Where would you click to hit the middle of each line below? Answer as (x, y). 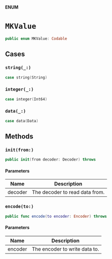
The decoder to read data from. (68, 192)
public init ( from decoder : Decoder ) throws (51, 160)
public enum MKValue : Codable (36, 39)
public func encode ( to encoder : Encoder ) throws (56, 216)
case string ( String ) (26, 77)
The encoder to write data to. (66, 249)
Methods (19, 136)
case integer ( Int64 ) (26, 99)
